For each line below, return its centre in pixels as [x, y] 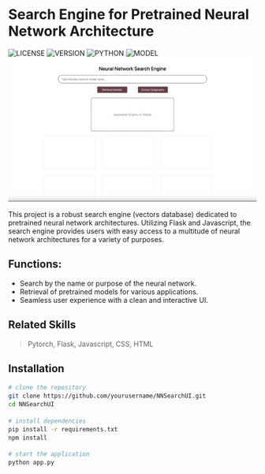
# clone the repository [47, 388]
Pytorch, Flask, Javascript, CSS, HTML [90, 344]
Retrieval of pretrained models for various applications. [109, 291]
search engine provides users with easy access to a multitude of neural [124, 231]
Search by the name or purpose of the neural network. [108, 283]
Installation [36, 369]
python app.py [32, 463]
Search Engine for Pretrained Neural [129, 15]
